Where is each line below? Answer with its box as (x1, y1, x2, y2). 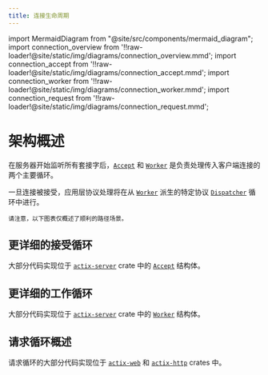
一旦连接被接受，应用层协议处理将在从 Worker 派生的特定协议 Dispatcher (8, 187, 247, 197)
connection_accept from (8, 59, 90, 69)
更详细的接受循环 (8, 237, 93, 252)
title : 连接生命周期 (8, 11, 70, 20)
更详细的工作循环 (8, 286, 93, 300)
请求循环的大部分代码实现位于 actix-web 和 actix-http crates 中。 (8, 357, 226, 367)
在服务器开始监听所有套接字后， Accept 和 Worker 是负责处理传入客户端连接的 (8, 160, 261, 170)
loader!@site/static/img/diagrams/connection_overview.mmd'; (8, 50, 214, 60)
